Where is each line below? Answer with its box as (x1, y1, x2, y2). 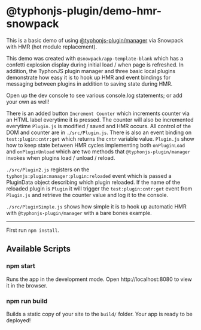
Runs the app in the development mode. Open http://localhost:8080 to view (6, 275, 193, 283)
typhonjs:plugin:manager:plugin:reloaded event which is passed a (6, 172, 172, 179)
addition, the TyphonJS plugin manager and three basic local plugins (6, 67, 176, 74)
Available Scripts (6, 244, 71, 254)
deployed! (6, 316, 31, 324)
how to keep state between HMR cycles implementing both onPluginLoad (6, 141, 185, 149)
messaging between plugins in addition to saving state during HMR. (6, 80, 173, 87)
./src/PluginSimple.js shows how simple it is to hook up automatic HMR (6, 202, 187, 210)
